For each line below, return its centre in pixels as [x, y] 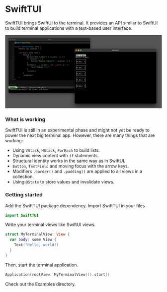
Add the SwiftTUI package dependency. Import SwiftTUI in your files [75, 205]
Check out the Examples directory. [41, 284]
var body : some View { [33, 240]
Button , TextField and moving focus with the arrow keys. [71, 166]
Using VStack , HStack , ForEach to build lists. [56, 150]
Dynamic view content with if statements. [56, 156]
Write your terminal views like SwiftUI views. [50, 225]
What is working [25, 119]
